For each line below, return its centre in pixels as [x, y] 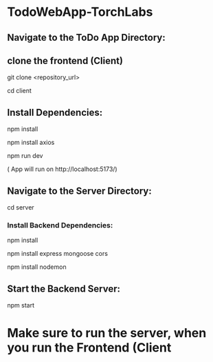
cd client [20, 91]
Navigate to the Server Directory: [80, 191]
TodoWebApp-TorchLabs [80, 12]
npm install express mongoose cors [58, 254]
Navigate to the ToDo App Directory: [87, 38]
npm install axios [31, 143]
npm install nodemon [37, 267]
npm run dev [25, 156]
